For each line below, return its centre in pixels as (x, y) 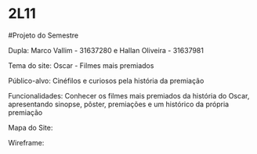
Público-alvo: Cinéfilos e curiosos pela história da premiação (106, 81)
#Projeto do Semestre (43, 35)
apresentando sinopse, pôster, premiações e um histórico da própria (119, 104)
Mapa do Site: (31, 127)
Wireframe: (26, 142)
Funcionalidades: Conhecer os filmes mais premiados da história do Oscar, (129, 95)
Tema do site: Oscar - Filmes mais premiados (81, 65)
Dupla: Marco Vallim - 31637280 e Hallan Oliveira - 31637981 (106, 50)
